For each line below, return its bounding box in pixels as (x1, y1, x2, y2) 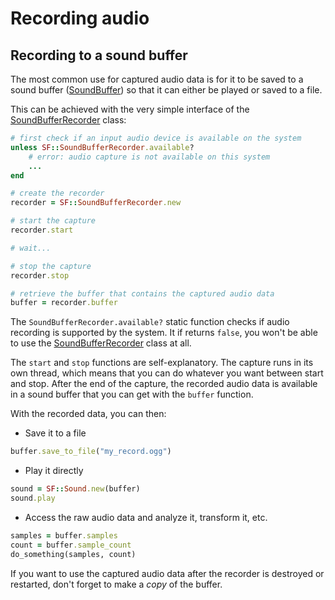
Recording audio (10, 7, 150, 30)
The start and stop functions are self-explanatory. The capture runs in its (10, 357, 314, 369)
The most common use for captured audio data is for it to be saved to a (10, 73, 304, 85)
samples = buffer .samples (10, 530, 118, 541)
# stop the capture (10, 261, 92, 271)
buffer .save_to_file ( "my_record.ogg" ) (10, 447, 172, 457)
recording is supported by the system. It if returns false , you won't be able (10, 327, 318, 339)
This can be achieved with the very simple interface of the (10, 103, 250, 115)
